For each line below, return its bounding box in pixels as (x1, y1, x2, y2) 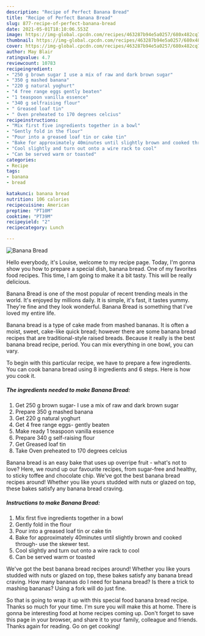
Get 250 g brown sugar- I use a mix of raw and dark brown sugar (15, 401, 179, 409)
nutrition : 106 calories (6, 196, 70, 202)
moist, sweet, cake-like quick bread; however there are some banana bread (6, 328, 196, 335)
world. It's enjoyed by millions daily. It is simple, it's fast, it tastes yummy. (6, 297, 190, 303)
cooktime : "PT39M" (6, 213, 53, 220)
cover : (6, 43, 23, 50)
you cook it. (6, 372, 36, 379)
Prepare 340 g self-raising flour (15, 434, 95, 441)
